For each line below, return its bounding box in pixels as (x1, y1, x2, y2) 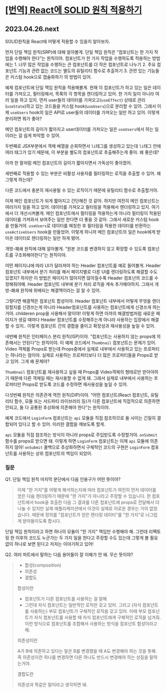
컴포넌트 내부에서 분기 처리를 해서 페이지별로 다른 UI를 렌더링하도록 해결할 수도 (5, 269, 158, 274)
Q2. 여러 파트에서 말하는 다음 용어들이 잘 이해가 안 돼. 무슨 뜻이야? (5, 552, 133, 558)
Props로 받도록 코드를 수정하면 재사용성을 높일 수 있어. (22, 381, 128, 387)
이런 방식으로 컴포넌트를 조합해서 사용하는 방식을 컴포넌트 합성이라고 (24, 621, 158, 627)
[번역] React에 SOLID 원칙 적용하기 (5, 4, 142, 16)
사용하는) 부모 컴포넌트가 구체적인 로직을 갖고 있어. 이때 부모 (30, 608, 147, 614)
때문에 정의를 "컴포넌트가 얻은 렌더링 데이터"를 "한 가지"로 (32, 512, 145, 518)
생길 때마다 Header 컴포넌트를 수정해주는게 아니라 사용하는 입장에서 (18, 317, 150, 323)
